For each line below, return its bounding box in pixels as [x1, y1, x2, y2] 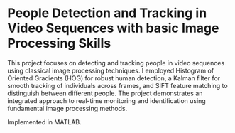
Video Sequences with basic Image [7, 20, 219, 36]
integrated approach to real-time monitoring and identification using [7, 96, 206, 105]
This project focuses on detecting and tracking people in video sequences [7, 58, 225, 67]
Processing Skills [7, 36, 111, 51]
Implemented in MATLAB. [7, 117, 82, 126]
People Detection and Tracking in [7, 5, 207, 21]
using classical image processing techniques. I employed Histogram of [7, 66, 214, 75]
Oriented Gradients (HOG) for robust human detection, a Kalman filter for [7, 73, 221, 83]
